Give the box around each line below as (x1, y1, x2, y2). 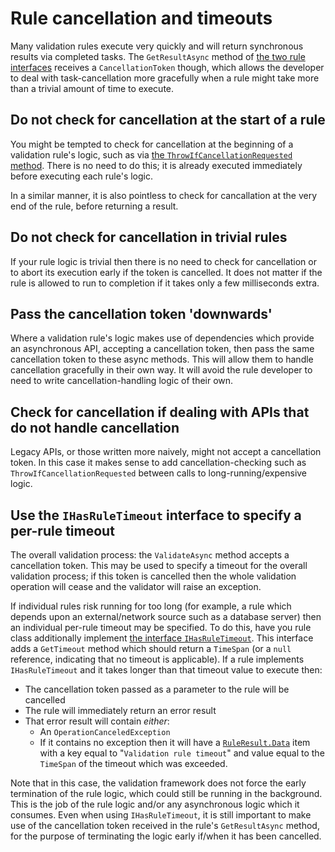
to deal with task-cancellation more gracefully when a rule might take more (10, 72, 320, 84)
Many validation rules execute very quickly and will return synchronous (10, 40, 304, 52)
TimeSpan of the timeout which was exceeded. (39, 758, 228, 769)
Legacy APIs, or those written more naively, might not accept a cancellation (10, 446, 322, 458)
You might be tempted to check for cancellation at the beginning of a (10, 138, 294, 150)
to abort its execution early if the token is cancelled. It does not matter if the (10, 266, 323, 278)
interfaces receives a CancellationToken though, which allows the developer (10, 61, 325, 73)
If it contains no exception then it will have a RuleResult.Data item (39, 737, 311, 748)
